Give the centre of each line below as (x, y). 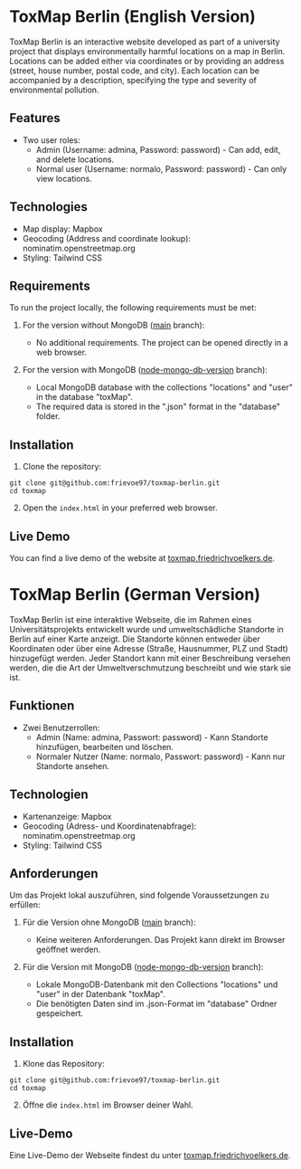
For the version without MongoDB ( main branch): (113, 325)
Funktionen (42, 706)
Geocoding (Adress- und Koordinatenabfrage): (109, 826)
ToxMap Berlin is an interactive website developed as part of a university (145, 42)
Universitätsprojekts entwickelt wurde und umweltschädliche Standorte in (147, 629)
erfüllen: (25, 905)
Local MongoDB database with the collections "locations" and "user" (165, 387)
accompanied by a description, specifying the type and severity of (133, 80)
